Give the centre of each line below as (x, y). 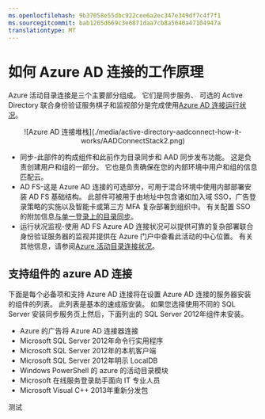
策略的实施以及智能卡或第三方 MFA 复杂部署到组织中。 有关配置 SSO (138, 207)
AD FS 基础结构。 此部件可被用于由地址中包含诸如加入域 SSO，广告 (139, 197)
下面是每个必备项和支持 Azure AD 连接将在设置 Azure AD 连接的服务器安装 (130, 295)
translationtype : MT (42, 30)
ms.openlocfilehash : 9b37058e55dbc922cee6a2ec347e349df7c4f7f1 (115, 15)
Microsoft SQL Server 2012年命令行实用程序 (91, 341)
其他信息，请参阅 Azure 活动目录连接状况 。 (89, 246)
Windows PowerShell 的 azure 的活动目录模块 (94, 371)
